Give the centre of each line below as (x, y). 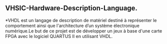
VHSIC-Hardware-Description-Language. (71, 8)
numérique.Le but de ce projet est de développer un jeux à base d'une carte (84, 31)
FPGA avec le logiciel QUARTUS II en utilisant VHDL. (59, 36)
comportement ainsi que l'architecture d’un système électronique (72, 25)
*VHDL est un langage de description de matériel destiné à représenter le (81, 20)
